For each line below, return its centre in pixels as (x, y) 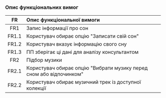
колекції (36, 88)
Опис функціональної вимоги (63, 20)
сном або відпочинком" (55, 74)
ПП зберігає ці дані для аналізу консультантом (83, 52)
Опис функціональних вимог (42, 7)
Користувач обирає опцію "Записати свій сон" (83, 36)
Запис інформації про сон (57, 28)
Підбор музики (44, 60)
